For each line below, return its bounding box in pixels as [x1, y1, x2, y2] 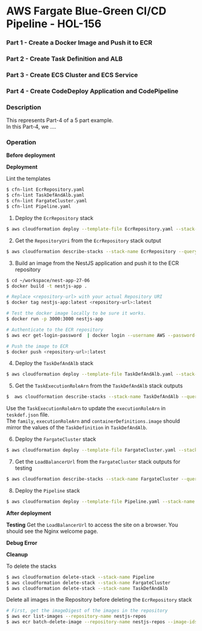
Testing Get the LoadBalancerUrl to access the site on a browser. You [6, 521, 179, 528]
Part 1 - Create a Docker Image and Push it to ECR [6, 38, 153, 47]
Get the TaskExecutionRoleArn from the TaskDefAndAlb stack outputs [14, 382, 183, 389]
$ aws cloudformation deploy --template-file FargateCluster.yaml [6, 447, 176, 454]
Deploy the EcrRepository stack [14, 214, 94, 221]
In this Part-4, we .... [6, 123, 57, 131]
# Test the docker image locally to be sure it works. [6, 310, 147, 316]
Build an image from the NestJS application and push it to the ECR [14, 259, 179, 266]
